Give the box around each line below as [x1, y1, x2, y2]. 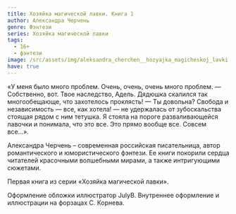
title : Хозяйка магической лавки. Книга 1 [7, 10, 134, 18]
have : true [7, 63, 39, 70]
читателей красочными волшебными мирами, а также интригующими [7, 156, 221, 165]
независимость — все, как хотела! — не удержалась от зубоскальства [7, 105, 222, 113]
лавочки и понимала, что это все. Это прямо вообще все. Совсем [7, 119, 206, 128]
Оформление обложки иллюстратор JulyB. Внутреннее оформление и [7, 191, 220, 199]
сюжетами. [7, 163, 42, 172]
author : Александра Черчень [7, 17, 90, 24]
